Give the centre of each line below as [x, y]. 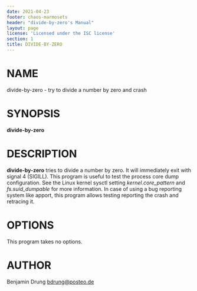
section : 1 [20, 39]
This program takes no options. [45, 242]
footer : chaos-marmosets [37, 17]
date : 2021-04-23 [28, 11]
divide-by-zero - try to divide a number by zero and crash [77, 90]
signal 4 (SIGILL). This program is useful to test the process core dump [93, 176]
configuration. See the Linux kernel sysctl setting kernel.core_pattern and [96, 183]
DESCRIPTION [42, 153]
